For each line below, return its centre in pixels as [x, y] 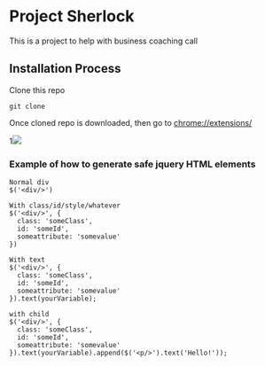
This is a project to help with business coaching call [103, 41]
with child [29, 315]
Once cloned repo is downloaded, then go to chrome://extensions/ [131, 122]
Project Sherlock [72, 16]
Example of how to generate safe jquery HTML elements [132, 164]
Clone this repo [37, 90]
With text [27, 260]
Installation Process [65, 69]
